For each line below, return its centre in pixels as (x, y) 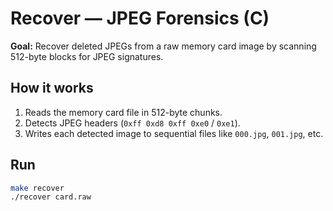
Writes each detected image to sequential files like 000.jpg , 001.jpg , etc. (174, 133)
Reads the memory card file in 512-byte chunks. (123, 112)
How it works (52, 88)
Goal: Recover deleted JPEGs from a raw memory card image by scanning (163, 46)
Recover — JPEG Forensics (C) (140, 18)
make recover (37, 188)
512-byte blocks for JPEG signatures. (87, 56)
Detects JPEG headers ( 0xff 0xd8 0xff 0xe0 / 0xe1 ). (132, 123)
